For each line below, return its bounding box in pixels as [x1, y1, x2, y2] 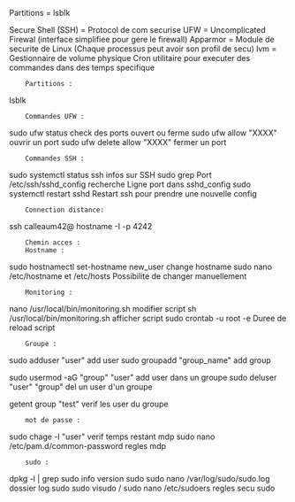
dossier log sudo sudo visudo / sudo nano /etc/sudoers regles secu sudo [9, 483, 276, 493]
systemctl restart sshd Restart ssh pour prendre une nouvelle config [9, 189, 258, 198]
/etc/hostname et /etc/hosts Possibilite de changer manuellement [9, 271, 247, 282]
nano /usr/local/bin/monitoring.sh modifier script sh [9, 304, 197, 313]
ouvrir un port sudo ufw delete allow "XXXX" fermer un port [9, 137, 227, 147]
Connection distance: [25, 205, 104, 214]
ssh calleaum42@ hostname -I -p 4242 [9, 221, 153, 231]
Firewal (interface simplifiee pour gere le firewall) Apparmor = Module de [9, 35, 276, 44]
